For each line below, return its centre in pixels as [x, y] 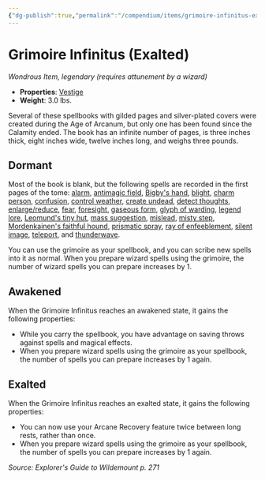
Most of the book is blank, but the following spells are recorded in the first [128, 184]
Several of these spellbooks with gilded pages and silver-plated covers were [132, 115]
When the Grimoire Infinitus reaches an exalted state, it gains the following [129, 403]
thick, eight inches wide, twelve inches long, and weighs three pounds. [123, 141]
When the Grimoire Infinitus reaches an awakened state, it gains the [118, 311]
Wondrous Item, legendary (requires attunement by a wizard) [108, 77]
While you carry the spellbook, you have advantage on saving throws [132, 334]
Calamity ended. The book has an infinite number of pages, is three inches [129, 132]
